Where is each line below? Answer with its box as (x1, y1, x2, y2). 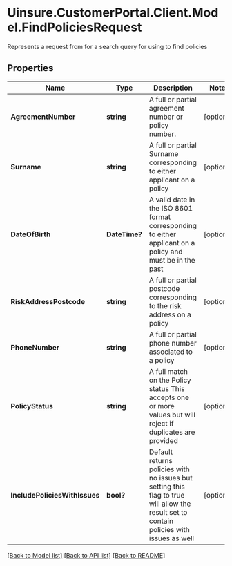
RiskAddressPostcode (10, 296, 85, 306)
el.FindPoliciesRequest (7, 19, 142, 35)
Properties (7, 62, 54, 74)
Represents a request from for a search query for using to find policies (7, 42, 208, 50)
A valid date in (148, 195, 195, 205)
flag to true (148, 490, 185, 500)
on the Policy (148, 375, 191, 385)
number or (148, 112, 183, 122)
